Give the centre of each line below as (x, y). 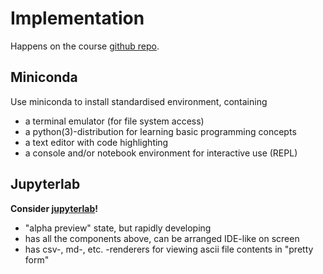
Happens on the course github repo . (85, 46)
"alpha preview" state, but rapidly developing (118, 228)
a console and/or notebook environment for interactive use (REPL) (161, 153)
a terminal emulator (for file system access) (114, 121)
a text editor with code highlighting (96, 142)
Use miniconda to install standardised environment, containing (139, 101)
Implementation (77, 18)
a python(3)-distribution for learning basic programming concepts (160, 131)
